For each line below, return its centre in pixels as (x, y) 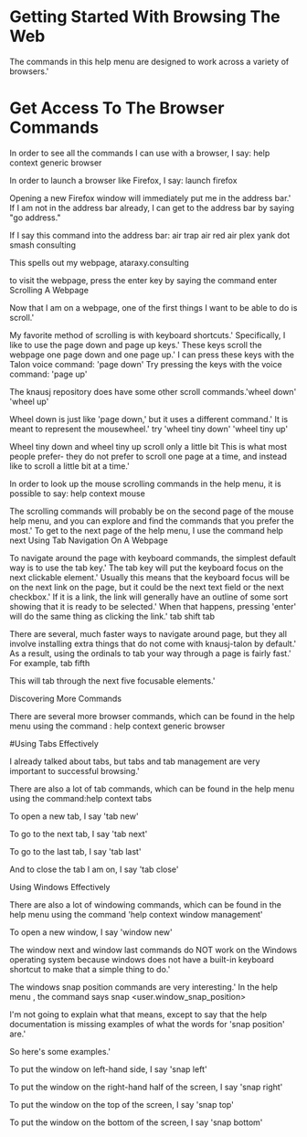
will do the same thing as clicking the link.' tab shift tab (112, 616)
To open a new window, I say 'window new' (91, 932)
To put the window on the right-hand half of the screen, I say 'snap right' (146, 1087)
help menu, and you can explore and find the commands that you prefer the (152, 521)
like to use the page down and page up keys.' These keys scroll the (136, 345)
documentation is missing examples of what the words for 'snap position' (147, 1024)
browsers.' (29, 71)
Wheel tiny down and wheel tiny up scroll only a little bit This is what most (148, 446)
